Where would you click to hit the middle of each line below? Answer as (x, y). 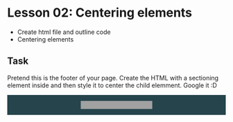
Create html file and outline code (64, 32)
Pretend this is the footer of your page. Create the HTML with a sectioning (113, 78)
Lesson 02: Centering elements (100, 13)
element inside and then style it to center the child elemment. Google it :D (112, 85)
